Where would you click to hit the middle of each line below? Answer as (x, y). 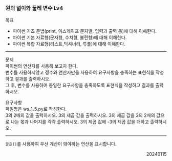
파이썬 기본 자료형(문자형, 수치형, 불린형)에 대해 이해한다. (70, 37)
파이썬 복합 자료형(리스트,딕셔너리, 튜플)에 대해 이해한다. (69, 44)
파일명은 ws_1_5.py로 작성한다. (36, 109)
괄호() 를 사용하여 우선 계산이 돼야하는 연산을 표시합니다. (61, 144)
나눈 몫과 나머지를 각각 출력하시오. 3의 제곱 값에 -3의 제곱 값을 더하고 (80, 122)
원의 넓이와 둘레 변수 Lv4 (34, 8)
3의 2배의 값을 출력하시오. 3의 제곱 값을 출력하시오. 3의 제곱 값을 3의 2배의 (80, 115)
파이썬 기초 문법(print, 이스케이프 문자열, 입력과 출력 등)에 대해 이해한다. (85, 31)
